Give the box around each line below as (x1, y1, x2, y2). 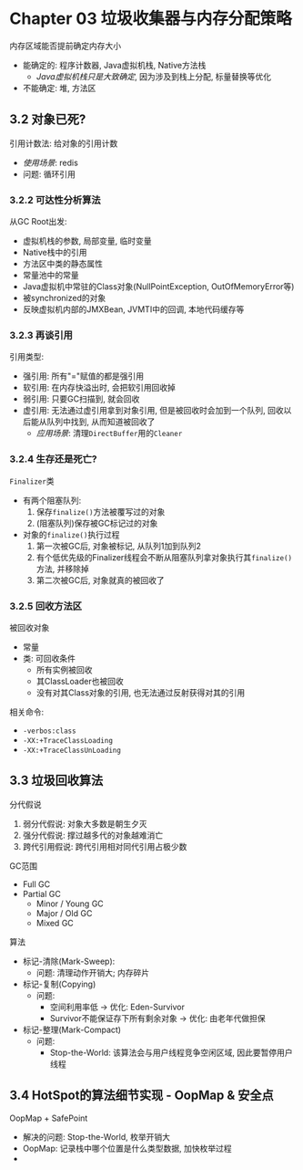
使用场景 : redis (22, 157, 79, 168)
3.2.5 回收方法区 (9, 600, 83, 612)
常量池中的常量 (22, 270, 79, 281)
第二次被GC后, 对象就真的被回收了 (35, 574, 166, 585)
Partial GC (22, 888, 61, 899)
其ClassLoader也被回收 (35, 675, 125, 686)
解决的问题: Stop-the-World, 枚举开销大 (22, 1131, 171, 1142)
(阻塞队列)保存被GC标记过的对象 (35, 517, 158, 528)
